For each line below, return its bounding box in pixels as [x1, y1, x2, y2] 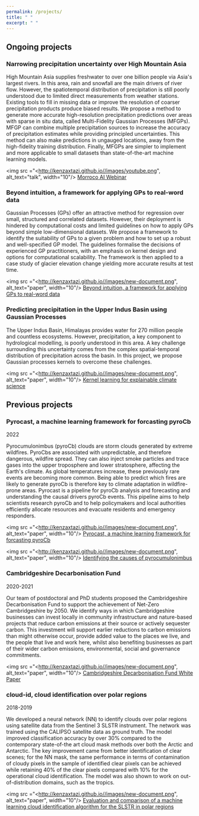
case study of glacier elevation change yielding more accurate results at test [6, 260, 194, 267]
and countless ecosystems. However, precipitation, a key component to [6, 333, 181, 340]
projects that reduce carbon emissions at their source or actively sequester [6, 619, 190, 626]
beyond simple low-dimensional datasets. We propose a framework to [6, 228, 178, 235]
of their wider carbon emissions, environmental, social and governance [6, 645, 180, 652]
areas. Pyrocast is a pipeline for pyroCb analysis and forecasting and [21, 487, 191, 494]
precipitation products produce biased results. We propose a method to [6, 105, 181, 112]
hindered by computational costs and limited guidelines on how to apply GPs [6, 222, 194, 229]
